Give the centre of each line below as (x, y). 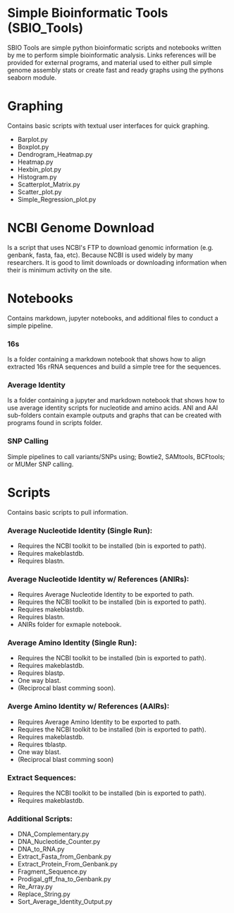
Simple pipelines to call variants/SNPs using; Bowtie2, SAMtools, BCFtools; (116, 456)
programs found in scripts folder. (55, 423)
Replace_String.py (44, 894)
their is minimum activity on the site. (60, 270)
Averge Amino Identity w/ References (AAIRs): (88, 706)
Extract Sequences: (42, 777)
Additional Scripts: (40, 818)
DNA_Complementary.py (53, 834)
